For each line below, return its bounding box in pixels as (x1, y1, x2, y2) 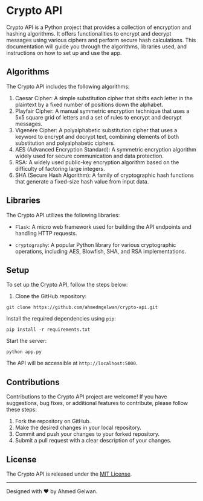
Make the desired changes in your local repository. (14, 424, 142, 432)
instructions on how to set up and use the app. (6, 49, 122, 56)
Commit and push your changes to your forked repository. (14, 430, 160, 438)
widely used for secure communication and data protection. (14, 152, 164, 159)
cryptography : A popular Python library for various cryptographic (14, 241, 176, 248)
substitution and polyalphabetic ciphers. (14, 139, 115, 147)
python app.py (6, 349, 42, 355)
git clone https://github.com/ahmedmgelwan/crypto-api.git (6, 304, 158, 311)
